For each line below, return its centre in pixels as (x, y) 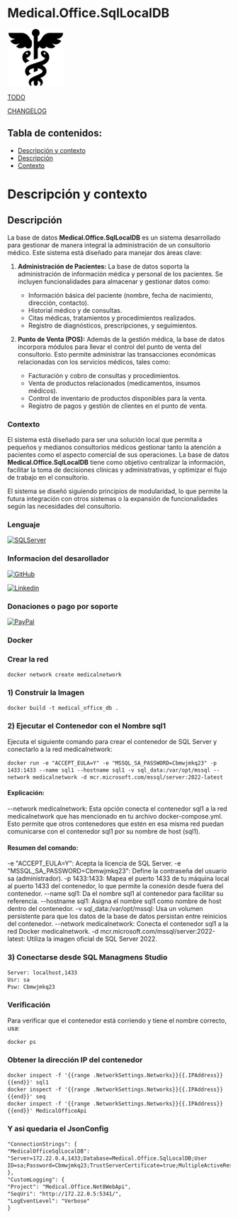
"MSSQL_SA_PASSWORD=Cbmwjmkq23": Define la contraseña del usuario (117, 871)
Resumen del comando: (43, 848)
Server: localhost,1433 (42, 973)
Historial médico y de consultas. (75, 310)
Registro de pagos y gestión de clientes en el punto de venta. (118, 406)
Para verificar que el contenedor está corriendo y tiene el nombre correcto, (117, 1020)
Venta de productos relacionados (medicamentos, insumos (114, 383)
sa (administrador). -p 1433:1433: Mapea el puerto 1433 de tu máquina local (118, 878)
